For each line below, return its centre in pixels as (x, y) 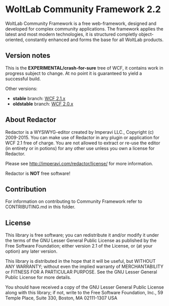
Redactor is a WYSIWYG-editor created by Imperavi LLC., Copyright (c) (79, 132)
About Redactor (31, 120)
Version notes (28, 56)
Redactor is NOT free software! (38, 173)
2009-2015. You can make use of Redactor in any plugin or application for (82, 137)
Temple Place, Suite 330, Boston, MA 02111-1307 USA (61, 298)
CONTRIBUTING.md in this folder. (40, 207)
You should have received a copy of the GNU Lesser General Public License (84, 287)
